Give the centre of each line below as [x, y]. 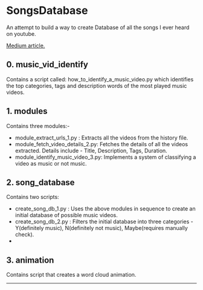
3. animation [30, 260]
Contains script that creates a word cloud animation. [71, 275]
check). [24, 235]
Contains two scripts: [33, 197]
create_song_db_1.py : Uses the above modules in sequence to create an [105, 209]
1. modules [27, 111]
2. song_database [40, 182]
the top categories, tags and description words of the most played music [97, 86]
